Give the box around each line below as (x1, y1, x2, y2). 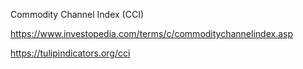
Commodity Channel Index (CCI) (10, 9, 145, 20)
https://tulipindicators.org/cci (10, 47, 131, 59)
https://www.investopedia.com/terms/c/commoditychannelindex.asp (10, 28, 294, 39)
